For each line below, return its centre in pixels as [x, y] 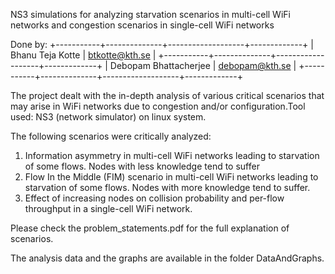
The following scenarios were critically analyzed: [111, 136]
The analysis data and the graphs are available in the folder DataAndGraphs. [167, 258]
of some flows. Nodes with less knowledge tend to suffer [142, 166]
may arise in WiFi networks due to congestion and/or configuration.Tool [158, 106]
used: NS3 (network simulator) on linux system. [108, 117]
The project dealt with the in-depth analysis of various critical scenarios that [167, 95]
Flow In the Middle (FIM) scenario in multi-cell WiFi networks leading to [171, 177]
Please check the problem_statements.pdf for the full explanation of [150, 228]
